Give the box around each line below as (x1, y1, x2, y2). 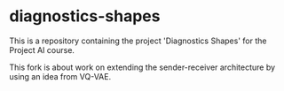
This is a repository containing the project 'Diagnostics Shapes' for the (9, 35, 267, 46)
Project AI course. (9, 44, 75, 55)
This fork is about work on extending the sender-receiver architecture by (9, 62, 276, 72)
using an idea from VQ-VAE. (9, 71, 112, 81)
